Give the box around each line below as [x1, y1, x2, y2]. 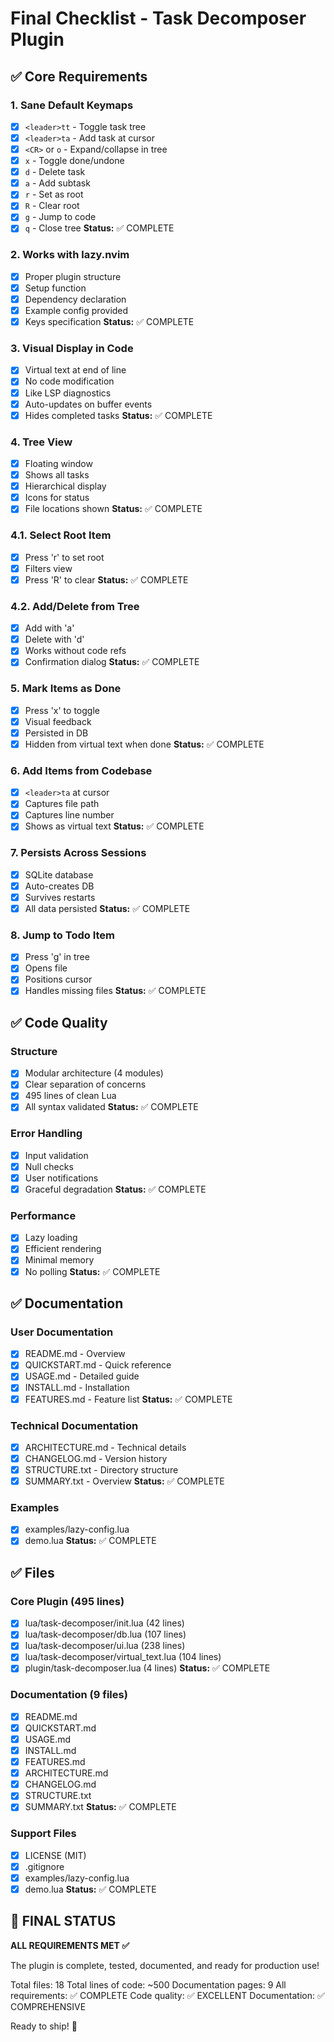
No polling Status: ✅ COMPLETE [24, 1265, 161, 1277]
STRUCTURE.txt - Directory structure [24, 1464, 179, 1476]
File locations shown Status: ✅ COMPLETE [24, 503, 203, 515]
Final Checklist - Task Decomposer [10, 7, 307, 30]
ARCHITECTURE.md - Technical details [24, 1441, 187, 1453]
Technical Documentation [10, 1418, 139, 1432]
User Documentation [10, 1325, 114, 1339]
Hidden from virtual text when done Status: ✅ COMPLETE [24, 738, 265, 750]
